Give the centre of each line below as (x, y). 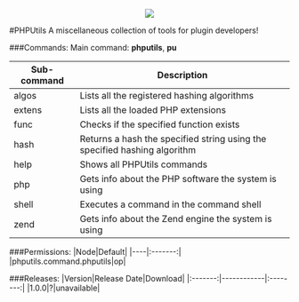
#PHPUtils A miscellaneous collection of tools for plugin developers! (134, 30)
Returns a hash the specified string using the (173, 139)
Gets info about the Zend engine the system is (176, 219)
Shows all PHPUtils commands (143, 164)
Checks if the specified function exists (160, 124)
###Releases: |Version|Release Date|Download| (97, 278)
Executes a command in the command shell (170, 204)
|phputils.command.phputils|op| (68, 261)
